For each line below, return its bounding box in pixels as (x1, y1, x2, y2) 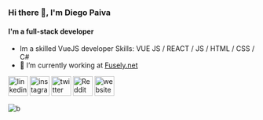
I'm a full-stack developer (8, 27, 94, 36)
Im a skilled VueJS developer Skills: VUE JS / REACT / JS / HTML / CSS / (19, 44, 255, 53)
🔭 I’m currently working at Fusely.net (19, 60, 139, 70)
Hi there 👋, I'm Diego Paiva (8, 7, 111, 18)
